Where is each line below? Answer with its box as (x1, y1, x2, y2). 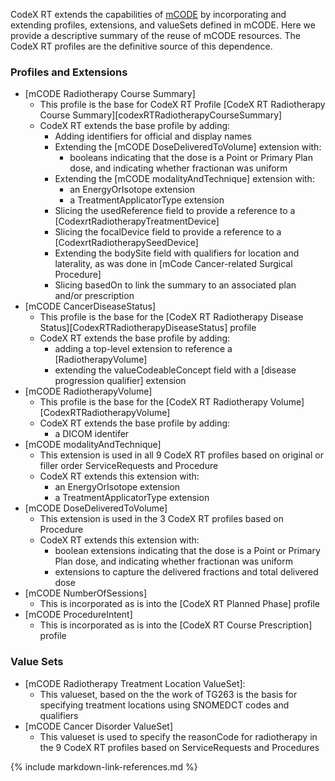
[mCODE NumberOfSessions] (24, 587, 148, 599)
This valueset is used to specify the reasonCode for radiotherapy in (39, 730, 318, 743)
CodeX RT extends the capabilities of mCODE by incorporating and (10, 9, 287, 20)
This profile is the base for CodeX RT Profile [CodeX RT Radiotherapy (39, 99, 326, 111)
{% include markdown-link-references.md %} (10, 760, 198, 773)
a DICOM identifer (54, 428, 130, 440)
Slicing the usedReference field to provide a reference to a (54, 205, 296, 217)
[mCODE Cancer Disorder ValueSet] (24, 720, 174, 732)
